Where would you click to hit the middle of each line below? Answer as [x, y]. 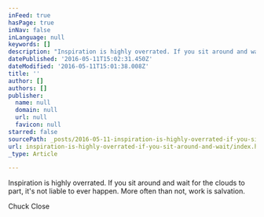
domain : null [37, 110]
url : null [31, 118]
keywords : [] [29, 45]
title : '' [24, 74]
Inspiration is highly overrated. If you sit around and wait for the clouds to [126, 183]
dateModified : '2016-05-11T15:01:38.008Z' [79, 67]
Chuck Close [29, 206]
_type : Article [33, 154]
